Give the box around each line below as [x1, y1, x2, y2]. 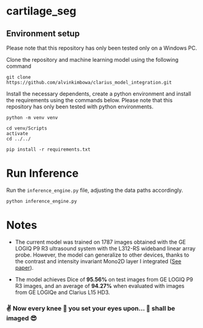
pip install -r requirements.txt [6, 146, 91, 153]
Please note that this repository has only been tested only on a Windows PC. [6, 44, 198, 51]
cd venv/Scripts [6, 125, 47, 131]
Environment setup [6, 28, 80, 39]
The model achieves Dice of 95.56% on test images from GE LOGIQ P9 [15, 275, 193, 283]
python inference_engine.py [6, 198, 78, 204]
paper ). [15, 264, 34, 271]
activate [6, 131, 28, 137]
